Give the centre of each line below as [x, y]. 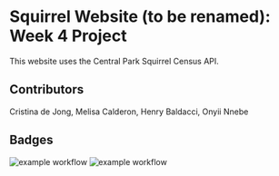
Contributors [47, 89]
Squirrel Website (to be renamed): [140, 17]
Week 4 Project [68, 36]
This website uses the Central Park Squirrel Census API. [115, 61]
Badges [31, 140]
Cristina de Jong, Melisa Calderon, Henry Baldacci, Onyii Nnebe [129, 112]
